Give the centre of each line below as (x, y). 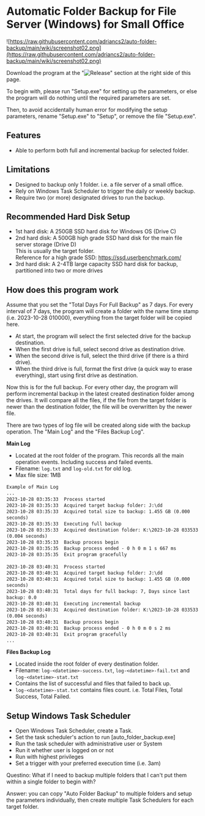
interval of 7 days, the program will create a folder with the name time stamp (102, 311)
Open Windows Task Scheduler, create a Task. (74, 731)
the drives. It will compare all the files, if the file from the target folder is (96, 400)
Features (24, 135)
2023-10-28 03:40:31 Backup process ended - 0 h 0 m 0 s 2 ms (89, 628)
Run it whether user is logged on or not (65, 750)
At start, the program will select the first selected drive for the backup (103, 336)
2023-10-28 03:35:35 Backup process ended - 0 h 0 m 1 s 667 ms (91, 549)
